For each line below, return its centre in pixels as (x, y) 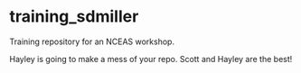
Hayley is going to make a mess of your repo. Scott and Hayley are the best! (151, 59)
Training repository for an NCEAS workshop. (92, 41)
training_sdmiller (74, 17)
